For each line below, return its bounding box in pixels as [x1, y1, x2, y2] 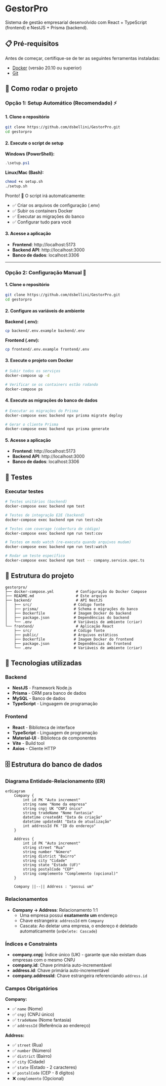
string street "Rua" [23, 845, 65, 850]
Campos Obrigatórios [5, 985, 58, 992]
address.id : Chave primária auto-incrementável [12, 968, 110, 973]
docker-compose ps [5, 387, 43, 392]
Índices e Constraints [5, 940, 58, 947]
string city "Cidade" [23, 858, 68, 863]
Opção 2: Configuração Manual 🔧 [5, 269, 86, 276]
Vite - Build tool [12, 740, 45, 746]
